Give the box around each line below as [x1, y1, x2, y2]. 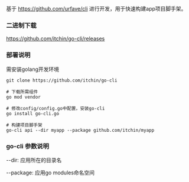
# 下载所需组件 [6, 89, 38, 95]
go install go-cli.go [6, 110, 60, 116]
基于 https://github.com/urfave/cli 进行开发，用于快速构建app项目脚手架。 [6, 5, 187, 12]
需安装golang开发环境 [6, 66, 60, 73]
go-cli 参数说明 [6, 142, 49, 150]
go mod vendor [6, 94, 41, 100]
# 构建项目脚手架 [6, 122, 43, 128]
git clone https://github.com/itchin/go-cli [6, 77, 118, 83]
